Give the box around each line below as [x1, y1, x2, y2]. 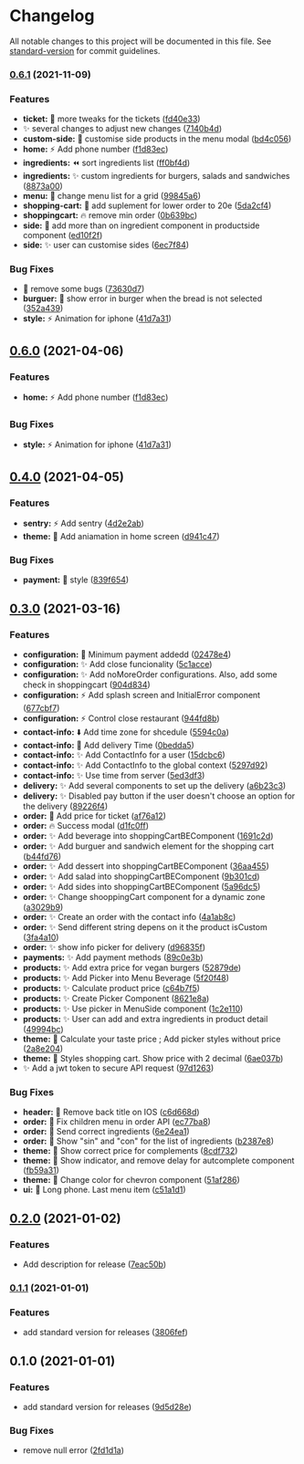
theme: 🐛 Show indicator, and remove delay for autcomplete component [22, 1156, 295, 1166]
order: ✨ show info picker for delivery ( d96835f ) [22, 942, 206, 953]
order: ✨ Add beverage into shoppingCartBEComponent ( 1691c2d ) [22, 831, 274, 842]
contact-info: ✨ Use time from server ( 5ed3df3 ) [22, 770, 205, 781]
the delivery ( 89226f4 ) [22, 800, 108, 812]
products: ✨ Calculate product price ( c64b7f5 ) [22, 983, 201, 994]
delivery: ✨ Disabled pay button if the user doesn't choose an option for [22, 790, 296, 801]
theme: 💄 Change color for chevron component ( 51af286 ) [22, 1175, 240, 1186]
